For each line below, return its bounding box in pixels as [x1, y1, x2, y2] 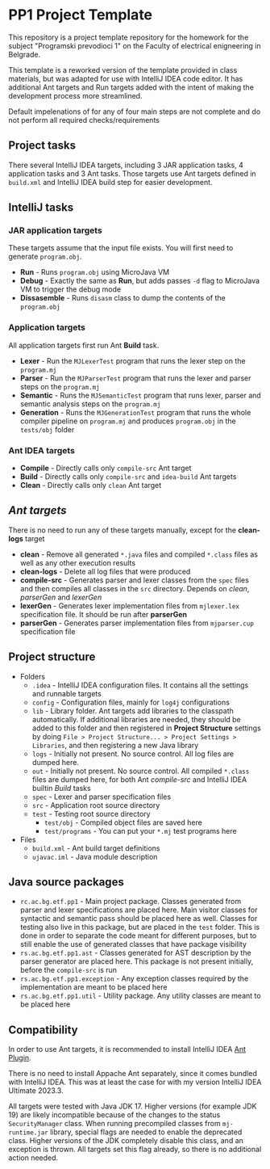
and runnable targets [31, 688, 102, 698]
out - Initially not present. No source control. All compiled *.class [31, 766, 250, 776]
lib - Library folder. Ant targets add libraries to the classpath [31, 705, 234, 716]
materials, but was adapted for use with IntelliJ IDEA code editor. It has [8, 74, 243, 83]
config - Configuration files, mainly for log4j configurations [31, 697, 230, 707]
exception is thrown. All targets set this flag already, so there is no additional [8, 1145, 262, 1154]
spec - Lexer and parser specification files [31, 792, 172, 801]
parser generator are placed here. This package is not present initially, [19, 957, 254, 966]
